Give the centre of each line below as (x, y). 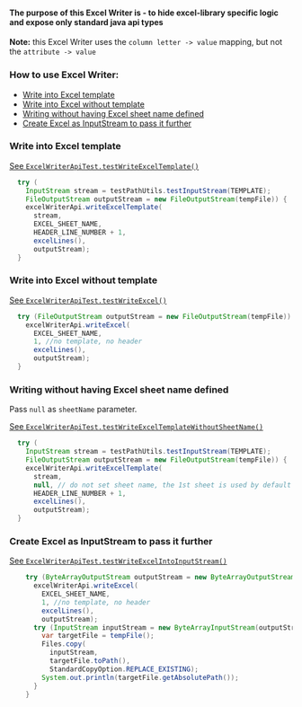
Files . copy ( (64, 644)
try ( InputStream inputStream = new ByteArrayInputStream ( (146, 627)
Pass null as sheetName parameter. (73, 410)
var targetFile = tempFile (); (98, 636)
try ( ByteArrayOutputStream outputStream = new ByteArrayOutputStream (160, 578)
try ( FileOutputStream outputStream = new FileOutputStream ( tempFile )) (155, 316)
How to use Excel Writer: (64, 75)
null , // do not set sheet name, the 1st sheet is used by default (162, 485)
